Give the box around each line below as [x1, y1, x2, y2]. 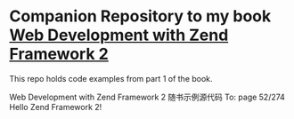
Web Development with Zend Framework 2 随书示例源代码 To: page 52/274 [9, 91, 285, 102]
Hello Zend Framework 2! [9, 101, 102, 112]
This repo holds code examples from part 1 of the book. [9, 73, 213, 83]
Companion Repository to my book [9, 6, 272, 27]
